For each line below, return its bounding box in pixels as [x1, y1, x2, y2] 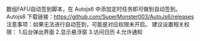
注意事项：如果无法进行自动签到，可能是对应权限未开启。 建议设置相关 [6, 21, 184, 28]
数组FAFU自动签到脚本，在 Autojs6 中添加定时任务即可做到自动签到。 [6, 6, 181, 12]
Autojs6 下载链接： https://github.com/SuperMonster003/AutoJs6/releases [6, 13, 194, 20]
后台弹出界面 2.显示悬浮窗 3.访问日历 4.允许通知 [22, 28, 143, 35]
